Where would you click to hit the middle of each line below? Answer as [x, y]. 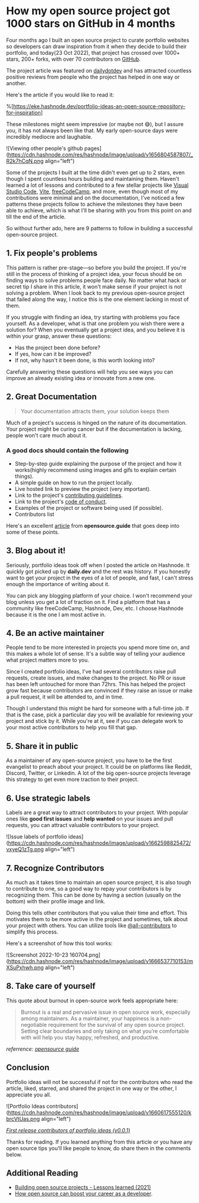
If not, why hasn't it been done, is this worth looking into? [85, 360]
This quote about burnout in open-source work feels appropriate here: [92, 1000]
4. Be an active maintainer [56, 633]
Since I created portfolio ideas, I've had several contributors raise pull [91, 672]
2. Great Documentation [51, 397]
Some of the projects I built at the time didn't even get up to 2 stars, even [96, 172]
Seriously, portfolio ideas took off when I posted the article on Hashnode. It [98, 565]
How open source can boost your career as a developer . [83, 1193]
